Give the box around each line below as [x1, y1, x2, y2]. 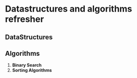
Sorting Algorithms [12, 67, 52, 73]
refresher [5, 14, 44, 25]
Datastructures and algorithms [5, 3, 133, 15]
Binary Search [12, 62, 42, 68]
